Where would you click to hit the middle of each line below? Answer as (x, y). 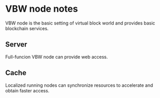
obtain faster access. (27, 90)
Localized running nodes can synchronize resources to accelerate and (79, 85)
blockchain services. (27, 28)
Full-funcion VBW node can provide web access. (57, 57)
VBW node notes (42, 9)
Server (16, 45)
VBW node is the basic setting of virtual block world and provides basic (80, 23)
